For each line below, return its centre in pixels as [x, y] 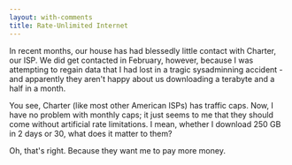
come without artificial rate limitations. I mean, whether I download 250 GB [145, 124]
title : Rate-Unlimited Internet [69, 26]
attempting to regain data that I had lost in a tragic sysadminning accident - [146, 69]
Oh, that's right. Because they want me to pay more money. [117, 150]
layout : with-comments [51, 17]
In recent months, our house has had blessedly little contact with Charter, [143, 50]
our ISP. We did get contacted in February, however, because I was [131, 60]
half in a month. [38, 88]
